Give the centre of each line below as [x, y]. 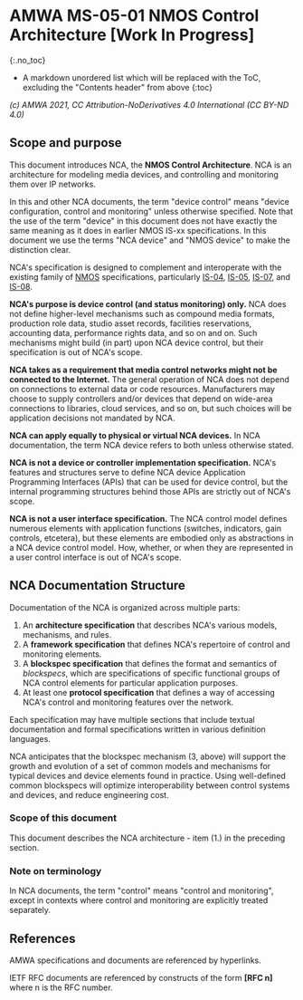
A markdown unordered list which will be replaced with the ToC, [142, 77]
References [43, 938]
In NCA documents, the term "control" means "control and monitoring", [142, 891]
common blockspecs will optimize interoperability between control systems [150, 785]
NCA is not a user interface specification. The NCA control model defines [148, 518]
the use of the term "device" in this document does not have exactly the [143, 221]
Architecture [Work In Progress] [132, 35]
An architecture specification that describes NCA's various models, [150, 625]
